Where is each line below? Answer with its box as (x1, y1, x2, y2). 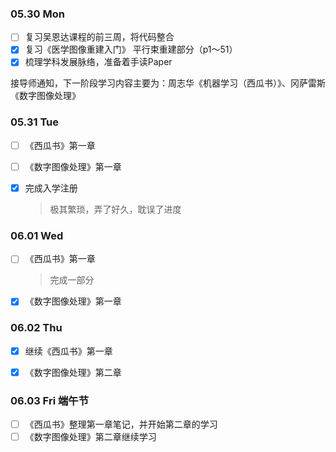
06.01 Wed (10, 228, 64, 242)
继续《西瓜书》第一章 (24, 345, 113, 357)
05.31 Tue (10, 115, 60, 129)
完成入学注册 (24, 182, 78, 194)
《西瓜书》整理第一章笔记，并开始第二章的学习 (24, 418, 218, 431)
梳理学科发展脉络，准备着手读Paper (24, 56, 173, 68)
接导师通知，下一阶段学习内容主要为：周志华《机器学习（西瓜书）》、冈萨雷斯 (10, 77, 326, 89)
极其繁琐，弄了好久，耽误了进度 (49, 203, 182, 215)
